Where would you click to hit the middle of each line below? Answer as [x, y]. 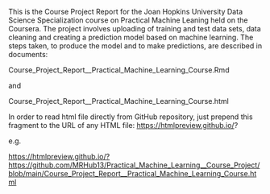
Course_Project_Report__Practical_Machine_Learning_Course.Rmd [119, 70]
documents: [28, 54]
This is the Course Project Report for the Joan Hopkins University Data [126, 12]
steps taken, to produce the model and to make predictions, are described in [135, 46]
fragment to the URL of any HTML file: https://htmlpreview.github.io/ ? [123, 125]
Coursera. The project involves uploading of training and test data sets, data [135, 29]
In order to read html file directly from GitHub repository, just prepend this [131, 117]
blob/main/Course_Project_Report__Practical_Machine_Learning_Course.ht [133, 173]
